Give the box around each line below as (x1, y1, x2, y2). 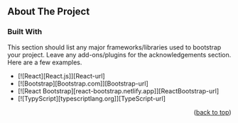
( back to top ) (193, 107, 232, 116)
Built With (7, 27, 43, 37)
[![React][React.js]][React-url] (17, 71, 105, 80)
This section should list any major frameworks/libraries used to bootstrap (7, 42, 222, 52)
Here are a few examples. (7, 58, 82, 66)
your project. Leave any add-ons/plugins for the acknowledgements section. (7, 50, 232, 59)
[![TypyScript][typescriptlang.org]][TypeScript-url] (17, 94, 166, 102)
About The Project (7, 6, 90, 18)
